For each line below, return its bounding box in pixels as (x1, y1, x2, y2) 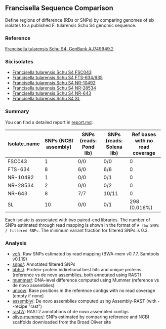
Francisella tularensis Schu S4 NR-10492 (12, 80, 96, 86)
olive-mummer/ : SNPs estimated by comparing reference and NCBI (12, 314, 149, 320)
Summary (5, 108, 30, 115)
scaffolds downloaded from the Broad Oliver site (12, 319, 111, 325)
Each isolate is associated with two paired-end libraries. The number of (5, 217, 151, 223)
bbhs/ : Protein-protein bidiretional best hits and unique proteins (12, 267, 142, 272)
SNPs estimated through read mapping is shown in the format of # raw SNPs (5, 222, 160, 228)
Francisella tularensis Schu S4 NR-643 (12, 90, 91, 96)
